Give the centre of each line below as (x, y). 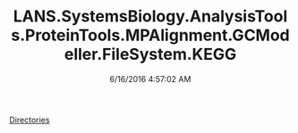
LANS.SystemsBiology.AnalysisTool (150, 17)
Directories (30, 120)
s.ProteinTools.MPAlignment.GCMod (150, 35)
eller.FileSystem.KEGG (150, 54)
